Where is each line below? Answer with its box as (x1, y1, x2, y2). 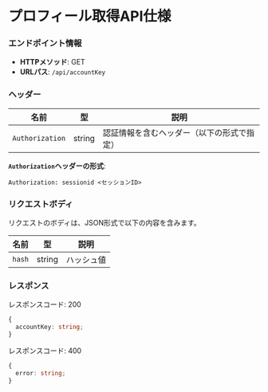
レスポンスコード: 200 (8, 300, 81, 309)
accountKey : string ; (15, 323, 84, 331)
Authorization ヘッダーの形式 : (8, 161, 106, 171)
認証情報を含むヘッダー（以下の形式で (102, 127, 247, 138)
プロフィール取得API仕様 (8, 7, 171, 25)
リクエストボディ (8, 198, 73, 210)
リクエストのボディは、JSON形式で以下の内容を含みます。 (8, 218, 201, 228)
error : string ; (15, 369, 66, 377)
